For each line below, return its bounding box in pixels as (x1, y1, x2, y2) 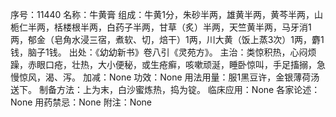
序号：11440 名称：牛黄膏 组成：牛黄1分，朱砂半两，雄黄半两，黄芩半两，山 (10, 9, 323, 20)
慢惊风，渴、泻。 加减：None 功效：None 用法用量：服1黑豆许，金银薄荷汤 (10, 71, 320, 83)
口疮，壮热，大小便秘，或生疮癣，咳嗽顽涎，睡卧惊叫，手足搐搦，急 (44, 59, 326, 70)
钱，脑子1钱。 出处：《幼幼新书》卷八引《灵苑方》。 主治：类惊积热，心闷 (10, 46, 308, 58)
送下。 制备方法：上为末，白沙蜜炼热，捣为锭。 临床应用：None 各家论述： (10, 84, 321, 95)
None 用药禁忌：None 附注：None (10, 96, 153, 108)
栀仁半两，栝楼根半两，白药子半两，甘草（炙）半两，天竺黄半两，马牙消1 (10, 21, 312, 33)
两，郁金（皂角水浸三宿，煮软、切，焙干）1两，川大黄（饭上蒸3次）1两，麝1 (10, 34, 325, 45)
